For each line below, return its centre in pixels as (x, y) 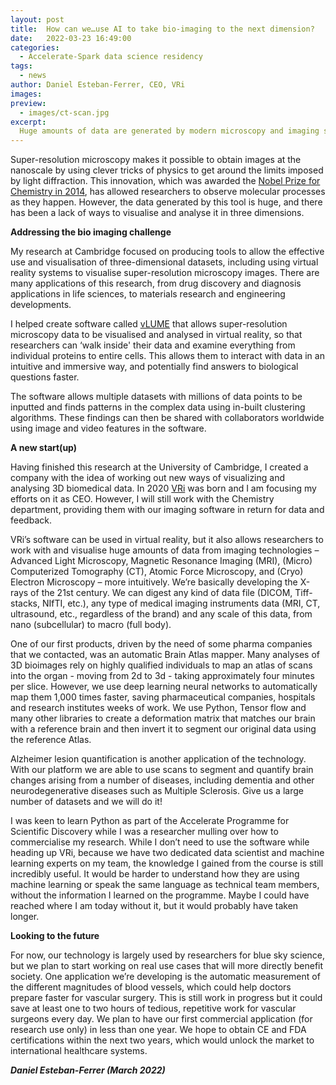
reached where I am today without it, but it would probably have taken (154, 906)
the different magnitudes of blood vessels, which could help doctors (151, 987)
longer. (25, 917)
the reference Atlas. (51, 740)
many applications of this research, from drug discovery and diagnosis (156, 283)
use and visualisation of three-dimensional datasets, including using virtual (164, 262)
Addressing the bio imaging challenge (91, 232)
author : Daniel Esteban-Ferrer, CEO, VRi (98, 85)
